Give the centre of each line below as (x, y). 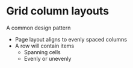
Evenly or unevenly (48, 58)
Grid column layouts (58, 11)
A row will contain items (44, 46)
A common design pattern (39, 28)
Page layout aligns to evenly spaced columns (71, 39)
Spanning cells (42, 52)
